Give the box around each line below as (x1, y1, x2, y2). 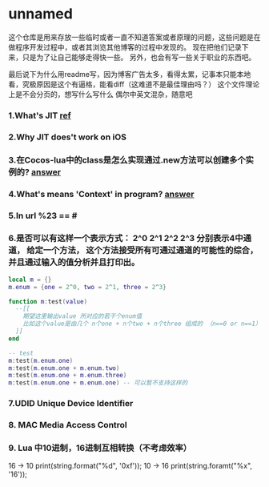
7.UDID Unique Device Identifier (8, 398, 134, 409)
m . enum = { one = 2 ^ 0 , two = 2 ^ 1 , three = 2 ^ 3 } (8, 283, 167, 291)
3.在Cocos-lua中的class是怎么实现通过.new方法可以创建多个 (8, 154, 246, 165)
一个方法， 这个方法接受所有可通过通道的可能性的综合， (42, 245, 259, 256)
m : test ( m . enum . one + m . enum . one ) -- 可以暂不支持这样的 (8, 379, 188, 387)
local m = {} (8, 276, 52, 284)
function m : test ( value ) (8, 297, 88, 305)
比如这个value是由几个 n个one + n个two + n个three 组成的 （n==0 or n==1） (22, 320, 262, 328)
